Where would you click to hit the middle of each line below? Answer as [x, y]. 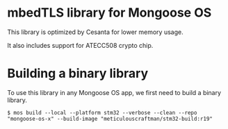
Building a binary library [78, 74]
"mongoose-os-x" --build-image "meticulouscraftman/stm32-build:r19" [110, 119]
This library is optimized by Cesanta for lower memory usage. [95, 32]
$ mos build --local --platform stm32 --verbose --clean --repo [102, 112]
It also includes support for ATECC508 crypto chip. [80, 45]
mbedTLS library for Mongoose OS [109, 13]
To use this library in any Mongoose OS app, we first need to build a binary [114, 92]
